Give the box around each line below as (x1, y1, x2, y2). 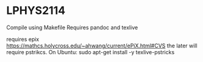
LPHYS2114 (6, 4, 66, 18)
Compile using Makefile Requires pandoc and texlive (6, 24, 138, 31)
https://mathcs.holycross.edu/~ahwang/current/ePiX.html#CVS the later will (6, 42, 198, 49)
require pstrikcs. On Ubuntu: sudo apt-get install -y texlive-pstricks (6, 48, 175, 55)
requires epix (6, 35, 40, 43)
